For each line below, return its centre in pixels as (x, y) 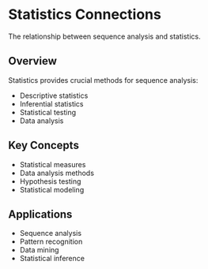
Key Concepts (43, 146)
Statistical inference (52, 259)
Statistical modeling (52, 189)
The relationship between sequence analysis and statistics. (104, 36)
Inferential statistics (52, 103)
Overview (33, 61)
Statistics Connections (85, 15)
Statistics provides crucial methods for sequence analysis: (103, 80)
